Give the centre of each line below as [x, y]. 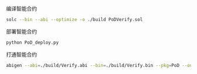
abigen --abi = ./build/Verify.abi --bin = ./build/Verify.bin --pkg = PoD [93, 65]
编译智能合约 [21, 8]
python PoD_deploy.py [33, 43]
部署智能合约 [21, 31]
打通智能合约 [21, 54]
